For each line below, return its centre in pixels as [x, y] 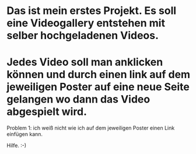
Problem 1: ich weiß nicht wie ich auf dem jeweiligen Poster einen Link [91, 128]
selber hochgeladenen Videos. [83, 36]
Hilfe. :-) [17, 146]
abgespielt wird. [47, 112]
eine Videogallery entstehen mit [86, 23]
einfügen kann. [25, 134]
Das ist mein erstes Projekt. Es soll [92, 11]
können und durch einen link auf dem [99, 75]
